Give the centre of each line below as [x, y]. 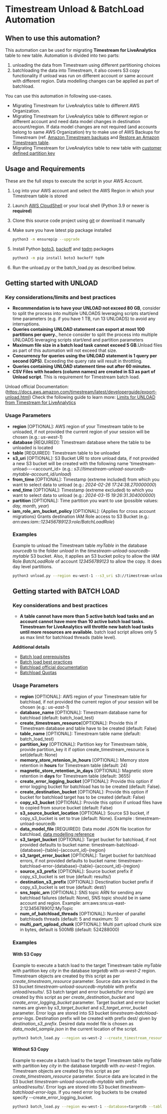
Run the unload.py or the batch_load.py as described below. [74, 267]
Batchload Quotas [38, 673]
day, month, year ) [31, 506]
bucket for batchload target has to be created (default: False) [83, 797]
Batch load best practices [46, 662]
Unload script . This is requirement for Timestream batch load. [76, 377]
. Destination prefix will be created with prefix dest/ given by [95, 1018]
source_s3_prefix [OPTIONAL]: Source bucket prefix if [76, 871]
